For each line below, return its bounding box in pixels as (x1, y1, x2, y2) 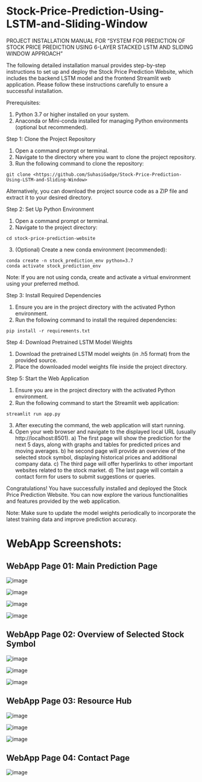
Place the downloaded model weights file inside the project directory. (14, 363, 188, 370)
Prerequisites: (6, 99, 41, 106)
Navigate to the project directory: (14, 224, 98, 231)
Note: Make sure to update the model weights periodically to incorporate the (6, 509, 196, 516)
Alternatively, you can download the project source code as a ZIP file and (6, 187, 188, 195)
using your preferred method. (6, 280, 80, 287)
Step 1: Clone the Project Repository (6, 135, 96, 143)
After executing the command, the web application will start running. (14, 421, 185, 428)
